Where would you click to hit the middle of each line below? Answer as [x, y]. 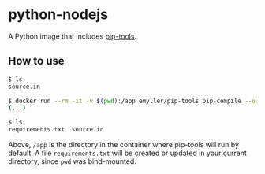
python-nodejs [58, 15]
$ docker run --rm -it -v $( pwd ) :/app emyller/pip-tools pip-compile [125, 101]
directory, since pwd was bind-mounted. [72, 161]
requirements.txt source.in [56, 130]
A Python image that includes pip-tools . [72, 36]
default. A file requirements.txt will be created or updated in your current [127, 153]
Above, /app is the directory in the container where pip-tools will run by [123, 144]
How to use [36, 61]
